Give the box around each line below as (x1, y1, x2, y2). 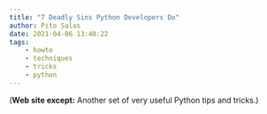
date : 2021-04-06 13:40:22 (9, 29, 109, 38)
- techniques (25, 54, 73, 63)
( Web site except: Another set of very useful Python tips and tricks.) (9, 95, 259, 105)
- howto (25, 46, 53, 55)
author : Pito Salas (9, 21, 81, 30)
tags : (9, 37, 29, 47)
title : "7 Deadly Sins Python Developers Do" (9, 12, 179, 22)
